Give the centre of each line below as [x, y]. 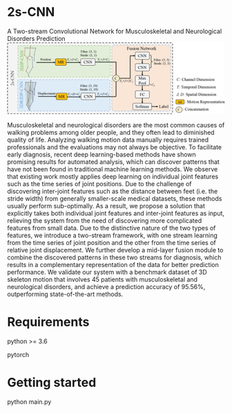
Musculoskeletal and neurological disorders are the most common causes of [116, 125]
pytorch [18, 355]
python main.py [29, 402]
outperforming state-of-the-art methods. [65, 294]
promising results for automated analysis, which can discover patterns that [113, 162]
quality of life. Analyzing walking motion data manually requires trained [108, 140]
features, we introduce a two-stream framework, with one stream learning [112, 235]
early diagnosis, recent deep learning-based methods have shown [102, 155]
